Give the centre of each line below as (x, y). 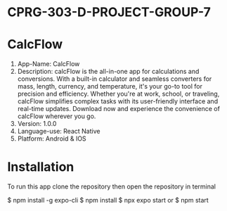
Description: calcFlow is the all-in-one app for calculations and (108, 72)
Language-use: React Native (59, 132)
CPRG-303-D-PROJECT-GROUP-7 (109, 12)
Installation (41, 167)
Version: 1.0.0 (37, 124)
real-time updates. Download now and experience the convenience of (118, 109)
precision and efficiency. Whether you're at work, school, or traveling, (118, 94)
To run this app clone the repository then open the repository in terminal (112, 186)
